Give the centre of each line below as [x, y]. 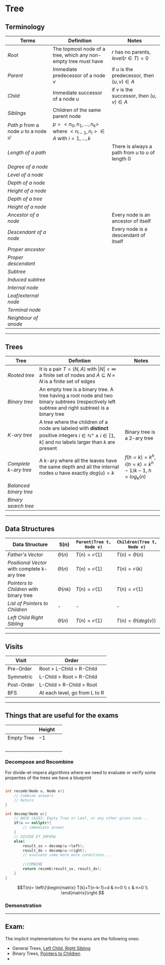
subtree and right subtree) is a [74, 408]
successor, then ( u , [134, 96]
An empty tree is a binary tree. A [76, 389]
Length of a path [27, 152]
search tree [21, 506]
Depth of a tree [25, 199]
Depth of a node [26, 183]
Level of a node [26, 175]
